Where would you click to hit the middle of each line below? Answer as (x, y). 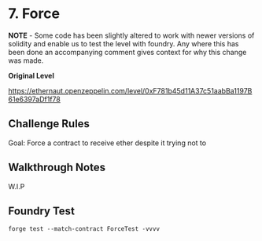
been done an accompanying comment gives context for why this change (127, 52)
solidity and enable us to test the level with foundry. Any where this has (124, 43)
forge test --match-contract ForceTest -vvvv (84, 229)
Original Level (31, 75)
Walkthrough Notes (57, 168)
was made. (26, 60)
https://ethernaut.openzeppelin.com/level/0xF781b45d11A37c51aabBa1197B (130, 90)
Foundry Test (41, 211)
